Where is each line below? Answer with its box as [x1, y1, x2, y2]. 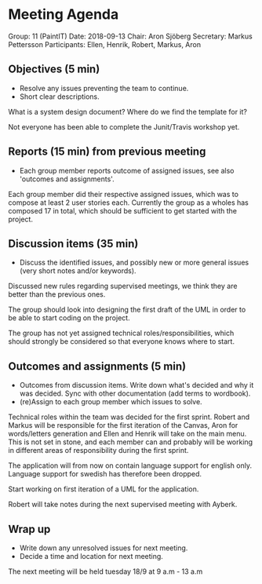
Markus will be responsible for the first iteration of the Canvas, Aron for [8, 421, 238, 430]
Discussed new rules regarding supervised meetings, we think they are [8, 281, 238, 291]
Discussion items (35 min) [8, 237, 139, 250]
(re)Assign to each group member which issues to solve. [19, 397, 202, 407]
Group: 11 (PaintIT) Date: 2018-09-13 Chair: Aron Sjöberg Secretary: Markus [8, 31, 253, 41]
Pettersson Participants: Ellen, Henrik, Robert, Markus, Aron [8, 39, 202, 49]
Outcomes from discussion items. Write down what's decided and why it [19, 381, 254, 390]
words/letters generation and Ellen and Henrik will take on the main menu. [8, 429, 247, 439]
